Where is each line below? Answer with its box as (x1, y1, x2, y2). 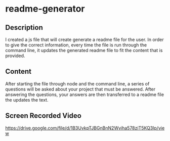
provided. (5, 53, 25, 59)
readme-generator (5, 3, 85, 15)
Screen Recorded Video (5, 112, 82, 120)
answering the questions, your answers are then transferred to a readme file (5, 91, 164, 98)
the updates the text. (5, 97, 49, 103)
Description (5, 23, 43, 32)
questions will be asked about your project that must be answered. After (5, 86, 156, 92)
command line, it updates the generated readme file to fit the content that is (5, 48, 163, 53)
